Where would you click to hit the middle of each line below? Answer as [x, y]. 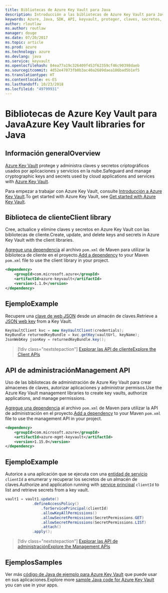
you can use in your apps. [32, 585]
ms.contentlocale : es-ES [31, 80]
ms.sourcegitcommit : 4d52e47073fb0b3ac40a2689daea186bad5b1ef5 [72, 71]
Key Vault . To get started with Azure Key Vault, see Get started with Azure [80, 196]
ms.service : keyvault [28, 61]
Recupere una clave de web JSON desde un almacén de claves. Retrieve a [81, 316]
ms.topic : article [24, 43]
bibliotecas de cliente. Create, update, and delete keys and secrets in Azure [82, 235]
